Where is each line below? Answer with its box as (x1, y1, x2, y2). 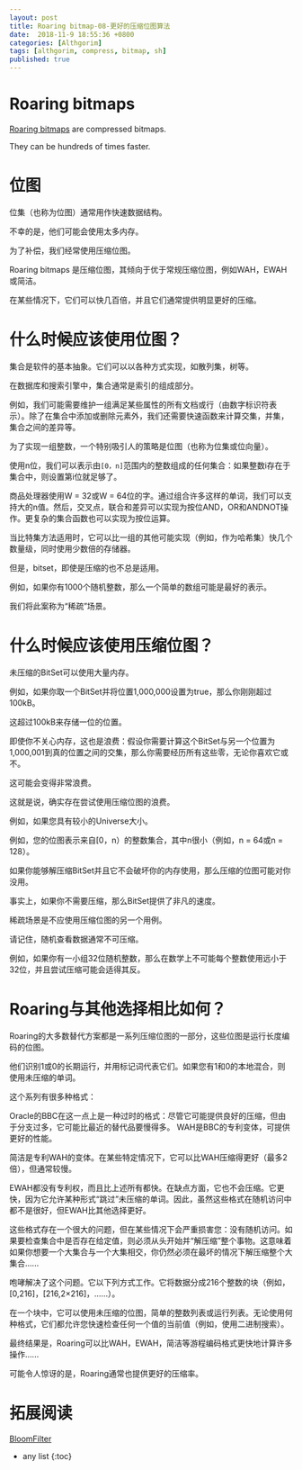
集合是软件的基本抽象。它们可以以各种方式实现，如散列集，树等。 (9, 361, 253, 372)
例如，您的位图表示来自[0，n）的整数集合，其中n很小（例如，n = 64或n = (9, 834, 284, 845)
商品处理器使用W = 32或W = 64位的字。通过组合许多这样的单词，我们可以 (9, 490, 285, 501)
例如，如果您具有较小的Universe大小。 (9, 816, 153, 826)
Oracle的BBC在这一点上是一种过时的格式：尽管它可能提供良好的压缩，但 (9, 1110, 279, 1121)
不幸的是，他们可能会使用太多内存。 (9, 226, 144, 237)
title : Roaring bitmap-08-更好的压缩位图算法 (9, 22, 171, 31)
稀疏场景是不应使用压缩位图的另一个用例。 (9, 915, 167, 925)
